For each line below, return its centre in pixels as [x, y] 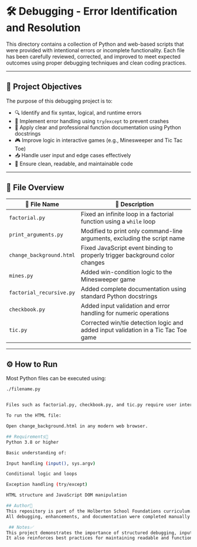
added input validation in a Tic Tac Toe [134, 330]
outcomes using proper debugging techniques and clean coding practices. [96, 63]
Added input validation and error [125, 306]
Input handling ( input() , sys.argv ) [51, 463]
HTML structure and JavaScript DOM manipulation [67, 495]
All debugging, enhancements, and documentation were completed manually [98, 516]
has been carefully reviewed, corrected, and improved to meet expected [93, 56]
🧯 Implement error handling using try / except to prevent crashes [91, 121]
